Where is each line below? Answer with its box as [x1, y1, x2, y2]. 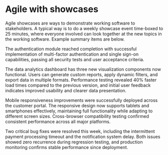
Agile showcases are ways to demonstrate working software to [5, 20, 135, 26]
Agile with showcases [5, 4, 99, 15]
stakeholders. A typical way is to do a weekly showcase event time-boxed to [5, 25, 163, 31]
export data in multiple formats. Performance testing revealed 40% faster [5, 77, 157, 83]
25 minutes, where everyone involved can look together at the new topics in [5, 31, 162, 37]
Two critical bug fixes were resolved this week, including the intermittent [5, 128, 155, 134]
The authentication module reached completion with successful [5, 46, 137, 52]
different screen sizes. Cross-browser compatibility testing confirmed [5, 113, 149, 119]
